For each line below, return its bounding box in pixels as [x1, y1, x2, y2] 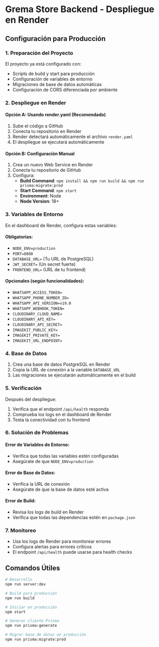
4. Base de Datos [5, 350, 47, 357]
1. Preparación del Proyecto [5, 49, 74, 56]
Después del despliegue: [5, 396, 57, 402]
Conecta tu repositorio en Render [12, 128, 82, 134]
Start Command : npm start [20, 187, 77, 193]
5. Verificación [5, 384, 42, 392]
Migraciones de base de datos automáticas [12, 81, 102, 87]
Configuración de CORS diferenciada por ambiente [12, 87, 118, 93]
